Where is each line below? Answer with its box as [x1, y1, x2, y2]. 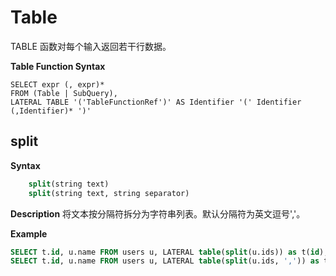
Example [10, 227, 48, 240]
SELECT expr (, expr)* [10, 79, 105, 90]
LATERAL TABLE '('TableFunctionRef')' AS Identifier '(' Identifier [10, 97, 302, 107]
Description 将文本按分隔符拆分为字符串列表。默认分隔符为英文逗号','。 [10, 207, 306, 220]
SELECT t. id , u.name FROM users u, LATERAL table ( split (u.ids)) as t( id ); [10, 247, 329, 257]
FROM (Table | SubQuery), [10, 88, 118, 98]
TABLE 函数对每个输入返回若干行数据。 [10, 40, 172, 52]
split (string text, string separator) [28, 188, 190, 198]
